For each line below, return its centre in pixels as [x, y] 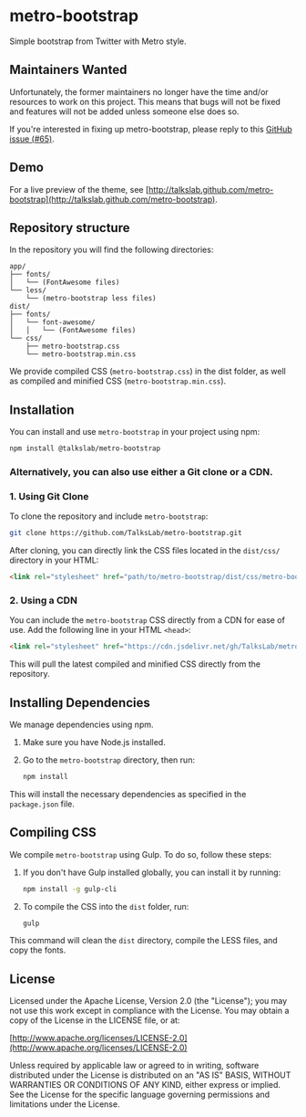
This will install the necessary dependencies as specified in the [128, 794]
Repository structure [70, 228]
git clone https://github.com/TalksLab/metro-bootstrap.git [126, 533]
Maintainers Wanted [68, 70]
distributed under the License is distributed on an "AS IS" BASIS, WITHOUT [150, 1075]
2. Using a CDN [43, 600]
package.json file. [42, 804]
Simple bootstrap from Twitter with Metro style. [98, 41]
